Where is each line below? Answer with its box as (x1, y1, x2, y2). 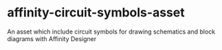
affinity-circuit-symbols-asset (7, 5, 185, 21)
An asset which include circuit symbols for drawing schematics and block (7, 27, 215, 36)
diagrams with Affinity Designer (7, 34, 97, 42)
